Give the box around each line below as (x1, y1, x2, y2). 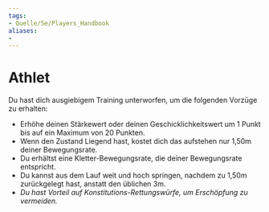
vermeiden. (19, 196, 58, 206)
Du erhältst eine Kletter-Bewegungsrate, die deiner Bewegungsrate (19, 153, 243, 163)
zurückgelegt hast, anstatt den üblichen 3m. (19, 179, 166, 189)
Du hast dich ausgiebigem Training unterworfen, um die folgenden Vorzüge (8, 96, 258, 105)
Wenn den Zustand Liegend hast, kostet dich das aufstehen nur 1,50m (19, 137, 251, 146)
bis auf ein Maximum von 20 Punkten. (19, 128, 145, 137)
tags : (8, 11, 26, 20)
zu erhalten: (8, 104, 48, 113)
